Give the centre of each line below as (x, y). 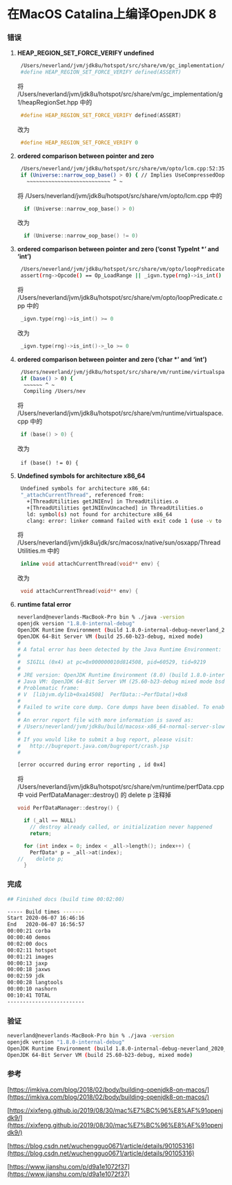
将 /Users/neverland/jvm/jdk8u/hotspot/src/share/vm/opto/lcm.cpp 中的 (119, 195)
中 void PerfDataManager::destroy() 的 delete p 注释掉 (94, 795)
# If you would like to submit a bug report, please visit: (105, 739)
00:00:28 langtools (35, 983)
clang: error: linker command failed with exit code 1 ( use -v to (124, 521)
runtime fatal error (44, 605)
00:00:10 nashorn (32, 989)
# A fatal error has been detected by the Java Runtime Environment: (119, 649)
